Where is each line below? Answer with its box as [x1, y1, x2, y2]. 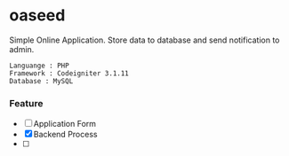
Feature [9, 97, 44, 109]
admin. [9, 43, 35, 54]
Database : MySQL [9, 76, 74, 85]
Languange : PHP [9, 61, 69, 70]
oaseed [9, 5, 66, 26]
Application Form [33, 119, 96, 129]
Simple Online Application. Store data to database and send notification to [9, 35, 280, 45]
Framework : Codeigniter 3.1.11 [9, 68, 129, 78]
